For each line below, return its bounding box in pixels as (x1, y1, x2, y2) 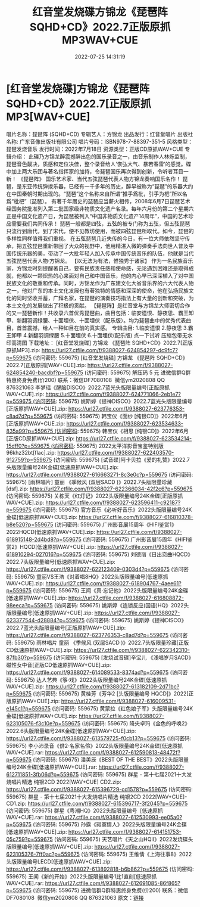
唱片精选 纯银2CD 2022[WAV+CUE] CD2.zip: (11, 778, 121, 785)
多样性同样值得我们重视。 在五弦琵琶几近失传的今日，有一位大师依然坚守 (6, 235, 185, 242)
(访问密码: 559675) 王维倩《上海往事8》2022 (81, 850, 192, 858)
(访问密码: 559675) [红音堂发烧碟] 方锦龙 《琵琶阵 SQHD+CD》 (32, 354, 188, 361)
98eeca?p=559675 (6, 601, 53, 608)
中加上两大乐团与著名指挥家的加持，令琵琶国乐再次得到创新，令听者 (6, 167, 173, 175)
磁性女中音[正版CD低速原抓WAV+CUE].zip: (6, 661, 111, 668)
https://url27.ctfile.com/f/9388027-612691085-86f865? (45, 880, 180, 887)
